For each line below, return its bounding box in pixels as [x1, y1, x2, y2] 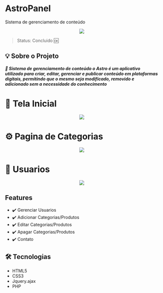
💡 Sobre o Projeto [5, 52, 59, 60]
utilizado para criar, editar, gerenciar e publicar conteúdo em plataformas [5, 71, 158, 76]
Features [5, 194, 33, 202]
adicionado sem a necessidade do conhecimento [5, 81, 107, 87]
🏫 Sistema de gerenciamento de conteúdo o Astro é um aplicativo [5, 65, 141, 71]
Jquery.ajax [12, 278, 36, 284]
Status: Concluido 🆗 [17, 37, 59, 43]
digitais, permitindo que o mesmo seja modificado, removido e [5, 76, 135, 82]
